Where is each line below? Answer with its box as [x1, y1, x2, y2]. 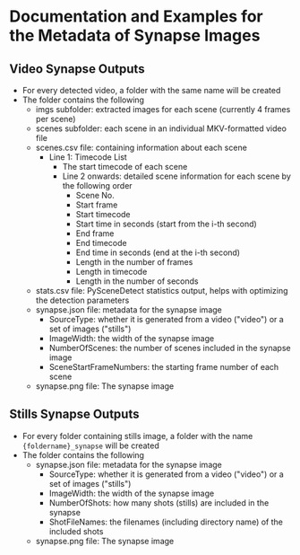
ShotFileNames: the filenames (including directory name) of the [48, 516, 284, 527]
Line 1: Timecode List [48, 152, 127, 163]
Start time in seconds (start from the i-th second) [75, 218, 257, 229]
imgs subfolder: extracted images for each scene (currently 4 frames [35, 104, 291, 114]
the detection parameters [35, 295, 130, 305]
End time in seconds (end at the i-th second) [75, 247, 240, 258]
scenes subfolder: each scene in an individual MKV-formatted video [35, 123, 287, 134]
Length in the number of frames [75, 257, 193, 267]
